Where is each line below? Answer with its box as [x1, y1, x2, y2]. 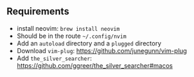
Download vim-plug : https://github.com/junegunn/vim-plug [16, 46, 187, 55]
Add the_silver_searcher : [16, 54, 92, 62]
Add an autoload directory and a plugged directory [16, 38, 162, 48]
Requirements [6, 6, 69, 17]
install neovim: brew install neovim [16, 24, 120, 32]
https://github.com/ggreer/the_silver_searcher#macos [16, 61, 173, 69]
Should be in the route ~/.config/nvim [16, 31, 127, 40]
